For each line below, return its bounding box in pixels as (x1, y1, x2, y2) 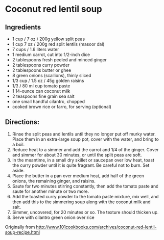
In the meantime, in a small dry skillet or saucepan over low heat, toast (12, 157, 155, 163)
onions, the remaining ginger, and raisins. (12, 178, 96, 184)
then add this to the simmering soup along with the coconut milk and (12, 199, 151, 205)
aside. (12, 167, 25, 173)
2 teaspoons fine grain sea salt (12, 93, 75, 99)
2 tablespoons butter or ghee (12, 67, 71, 73)
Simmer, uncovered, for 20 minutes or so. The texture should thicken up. (12, 209, 159, 215)
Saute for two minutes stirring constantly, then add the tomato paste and (12, 183, 159, 189)
